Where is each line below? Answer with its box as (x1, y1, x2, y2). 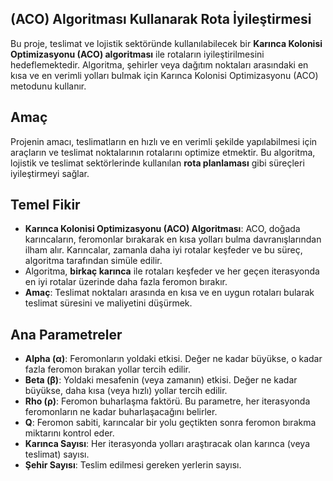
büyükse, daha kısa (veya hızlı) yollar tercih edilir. (24, 385, 228, 397)
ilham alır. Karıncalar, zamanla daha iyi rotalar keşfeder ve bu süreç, (24, 244, 303, 256)
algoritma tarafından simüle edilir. (24, 255, 163, 267)
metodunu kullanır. (10, 80, 87, 92)
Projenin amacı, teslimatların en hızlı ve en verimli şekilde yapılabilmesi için (10, 135, 318, 147)
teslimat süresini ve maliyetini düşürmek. (24, 297, 193, 309)
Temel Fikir (10, 197, 81, 214)
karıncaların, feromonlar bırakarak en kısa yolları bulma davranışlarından (24, 233, 322, 246)
